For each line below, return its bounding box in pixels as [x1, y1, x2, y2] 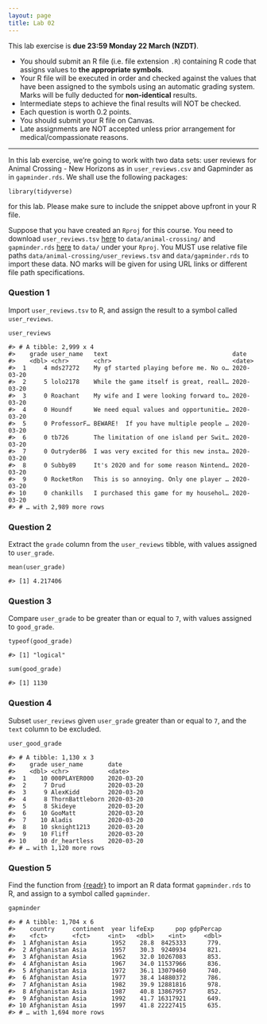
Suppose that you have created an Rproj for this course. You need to [8, 225, 233, 235]
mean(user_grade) [8, 564, 66, 572]
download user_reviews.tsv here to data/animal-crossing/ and [8, 234, 216, 243]
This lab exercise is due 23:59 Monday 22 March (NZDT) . [8, 41, 199, 50]
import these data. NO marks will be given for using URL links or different [8, 259, 248, 269]
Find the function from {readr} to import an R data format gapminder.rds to [8, 880, 251, 890]
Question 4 [8, 697, 52, 708]
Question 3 [8, 595, 52, 607]
